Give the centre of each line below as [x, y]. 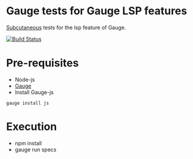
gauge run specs [35, 149]
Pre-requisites [43, 63]
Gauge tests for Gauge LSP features [97, 11]
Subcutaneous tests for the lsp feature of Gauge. [66, 27]
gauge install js [28, 103]
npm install [28, 143]
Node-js [25, 79]
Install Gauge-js [34, 92]
